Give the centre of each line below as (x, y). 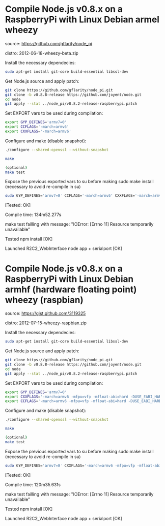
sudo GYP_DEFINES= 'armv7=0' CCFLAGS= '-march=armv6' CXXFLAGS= (70, 196)
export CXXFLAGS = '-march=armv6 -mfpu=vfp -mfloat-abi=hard (67, 397)
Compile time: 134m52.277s (33, 215)
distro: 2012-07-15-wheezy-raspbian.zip (46, 323)
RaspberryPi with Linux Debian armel (82, 19)
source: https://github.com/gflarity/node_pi (49, 43)
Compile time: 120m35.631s (33, 484)
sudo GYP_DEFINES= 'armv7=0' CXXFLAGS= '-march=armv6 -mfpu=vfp (70, 465)
